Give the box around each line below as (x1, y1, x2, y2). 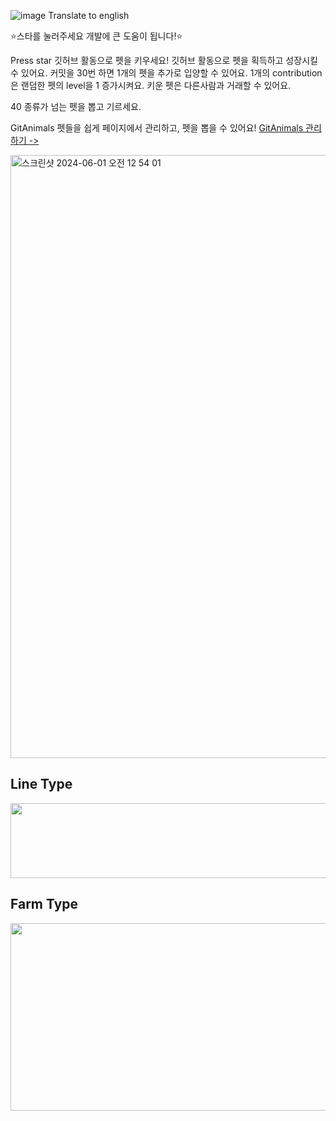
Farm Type (10, 896, 79, 913)
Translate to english (48, 10, 130, 21)
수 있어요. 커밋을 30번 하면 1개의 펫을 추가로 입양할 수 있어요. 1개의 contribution (10, 67, 323, 79)
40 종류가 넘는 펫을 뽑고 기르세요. (10, 101, 142, 112)
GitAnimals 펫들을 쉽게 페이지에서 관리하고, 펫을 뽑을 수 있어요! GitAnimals (10, 122, 304, 134)
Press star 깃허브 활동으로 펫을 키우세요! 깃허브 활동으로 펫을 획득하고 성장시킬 (10, 55, 318, 66)
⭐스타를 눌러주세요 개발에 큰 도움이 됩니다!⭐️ (10, 30, 183, 42)
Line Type (10, 776, 73, 793)
